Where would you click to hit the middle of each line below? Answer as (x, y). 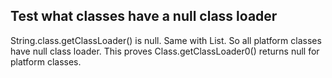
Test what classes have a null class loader (144, 16)
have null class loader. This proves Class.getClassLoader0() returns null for (165, 51)
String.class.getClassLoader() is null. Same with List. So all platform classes (166, 40)
